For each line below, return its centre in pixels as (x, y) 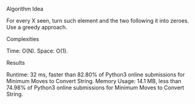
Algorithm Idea (25, 9)
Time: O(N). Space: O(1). (37, 51)
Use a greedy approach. (37, 27)
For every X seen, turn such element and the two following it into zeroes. (98, 20)
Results (16, 63)
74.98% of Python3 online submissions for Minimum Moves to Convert (95, 87)
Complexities (23, 39)
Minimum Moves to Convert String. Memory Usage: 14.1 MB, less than (94, 81)
